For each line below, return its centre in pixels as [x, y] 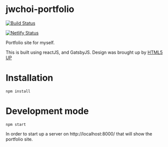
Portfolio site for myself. [30, 42]
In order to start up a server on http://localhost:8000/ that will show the [79, 133]
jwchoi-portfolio [40, 9]
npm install [18, 91]
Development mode [47, 111]
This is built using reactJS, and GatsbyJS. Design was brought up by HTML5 [84, 52]
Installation [29, 78]
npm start [16, 124]
